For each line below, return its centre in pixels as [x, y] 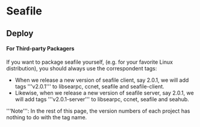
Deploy [20, 33]
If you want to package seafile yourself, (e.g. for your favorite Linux [90, 62]
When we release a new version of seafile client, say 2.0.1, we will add [102, 80]
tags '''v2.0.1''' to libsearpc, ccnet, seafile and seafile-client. [89, 86]
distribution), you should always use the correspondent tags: [82, 68]
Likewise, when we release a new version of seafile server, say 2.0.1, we [104, 93]
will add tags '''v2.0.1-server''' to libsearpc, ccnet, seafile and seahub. [102, 99]
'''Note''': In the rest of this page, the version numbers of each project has [98, 111]
